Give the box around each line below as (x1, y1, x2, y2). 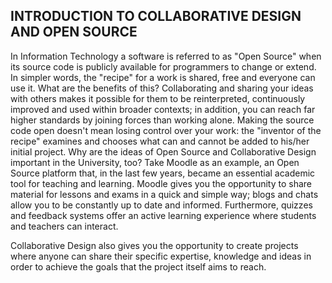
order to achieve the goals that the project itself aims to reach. (10, 260, 267, 273)
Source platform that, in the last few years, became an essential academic (10, 167, 316, 179)
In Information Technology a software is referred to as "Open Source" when (10, 50, 322, 62)
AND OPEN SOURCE (10, 24, 138, 41)
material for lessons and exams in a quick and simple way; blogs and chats (10, 188, 319, 200)
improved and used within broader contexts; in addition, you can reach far (10, 103, 316, 115)
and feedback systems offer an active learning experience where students (10, 209, 317, 221)
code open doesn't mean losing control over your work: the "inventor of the (10, 124, 322, 136)
